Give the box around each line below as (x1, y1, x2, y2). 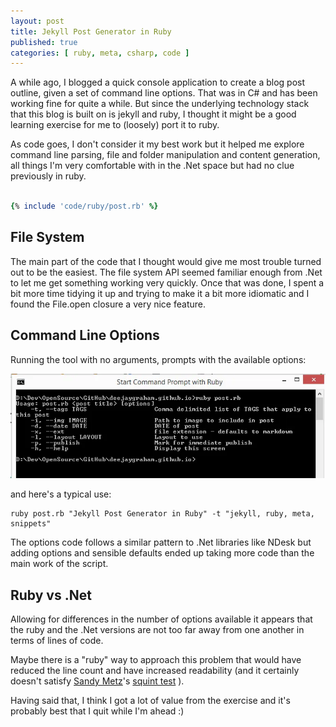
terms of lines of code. (10, 635, 104, 647)
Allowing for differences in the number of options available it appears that (10, 613, 313, 625)
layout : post (10, 16, 65, 26)
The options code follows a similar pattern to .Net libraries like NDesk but (10, 536, 312, 549)
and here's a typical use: (10, 488, 112, 500)
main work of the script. (10, 558, 109, 570)
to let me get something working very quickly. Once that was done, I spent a (10, 276, 325, 289)
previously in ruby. (10, 170, 87, 182)
